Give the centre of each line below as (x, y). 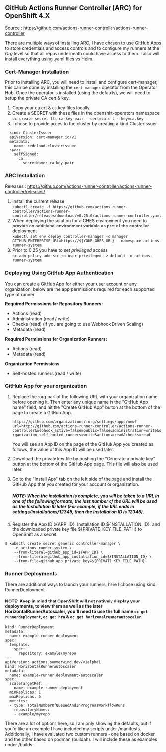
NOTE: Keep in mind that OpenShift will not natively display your (73, 601)
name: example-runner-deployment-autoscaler (56, 675)
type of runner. (20, 294)
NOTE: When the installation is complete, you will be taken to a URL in (86, 496)
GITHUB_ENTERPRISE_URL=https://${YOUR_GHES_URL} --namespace (77, 241)
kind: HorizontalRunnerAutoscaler (41, 667)
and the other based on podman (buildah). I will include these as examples (81, 739)
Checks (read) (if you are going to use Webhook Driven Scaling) (78, 324)
